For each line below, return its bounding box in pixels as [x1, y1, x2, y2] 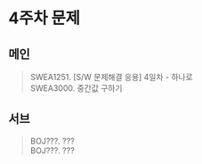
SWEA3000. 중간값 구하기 [29, 83, 123, 94]
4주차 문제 [8, 8, 81, 29]
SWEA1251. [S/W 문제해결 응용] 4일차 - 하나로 [29, 72, 193, 82]
